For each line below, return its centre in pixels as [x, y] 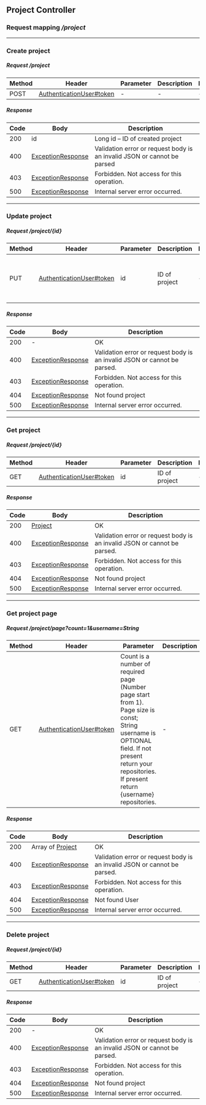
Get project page [32, 614]
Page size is [138, 710]
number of [135, 664]
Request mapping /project [46, 28]
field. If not [136, 749]
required [133, 672]
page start [135, 695]
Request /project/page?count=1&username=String [73, 628]
